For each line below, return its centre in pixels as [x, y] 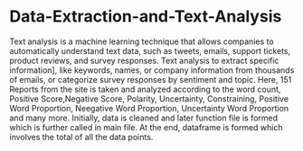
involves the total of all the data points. [81, 137]
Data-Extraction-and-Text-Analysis [146, 17]
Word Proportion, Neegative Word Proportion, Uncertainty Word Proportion [149, 108]
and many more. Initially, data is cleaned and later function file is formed [144, 118]
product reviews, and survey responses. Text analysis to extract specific [144, 60]
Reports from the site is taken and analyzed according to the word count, [145, 89]
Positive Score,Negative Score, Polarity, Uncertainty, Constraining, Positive [149, 98]
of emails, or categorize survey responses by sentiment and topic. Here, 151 [151, 79]
